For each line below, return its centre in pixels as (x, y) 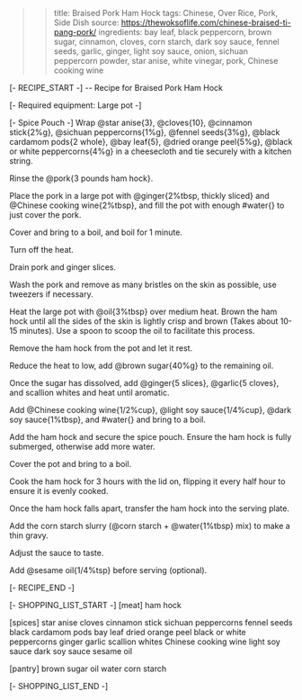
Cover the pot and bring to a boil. (71, 464)
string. (21, 161)
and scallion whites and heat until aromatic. (89, 392)
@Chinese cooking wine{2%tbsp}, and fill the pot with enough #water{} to (147, 205)
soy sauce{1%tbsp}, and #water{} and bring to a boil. (108, 419)
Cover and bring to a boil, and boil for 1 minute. (96, 232)
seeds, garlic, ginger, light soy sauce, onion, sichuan (151, 51)
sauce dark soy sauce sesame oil (71, 651)
